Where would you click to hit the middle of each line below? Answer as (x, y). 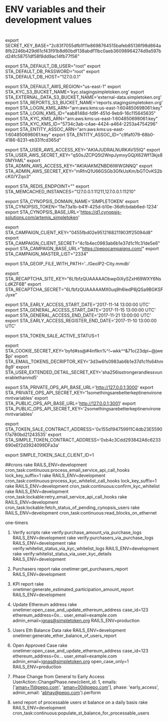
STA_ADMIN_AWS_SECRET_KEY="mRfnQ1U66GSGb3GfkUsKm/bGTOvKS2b (84, 171)
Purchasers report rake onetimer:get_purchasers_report (70, 569)
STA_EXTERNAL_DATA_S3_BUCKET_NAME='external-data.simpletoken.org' (83, 97)
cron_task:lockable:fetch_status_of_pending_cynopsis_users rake (72, 508)
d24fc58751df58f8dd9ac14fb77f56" (42, 56)
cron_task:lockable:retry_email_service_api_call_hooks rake (66, 497)
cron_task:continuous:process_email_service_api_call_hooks (67, 470)
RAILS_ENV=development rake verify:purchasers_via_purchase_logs (83, 538)
